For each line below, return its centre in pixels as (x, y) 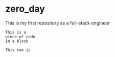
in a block (17, 41)
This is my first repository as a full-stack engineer (57, 23)
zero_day (25, 9)
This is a (16, 32)
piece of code (20, 37)
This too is (18, 50)
